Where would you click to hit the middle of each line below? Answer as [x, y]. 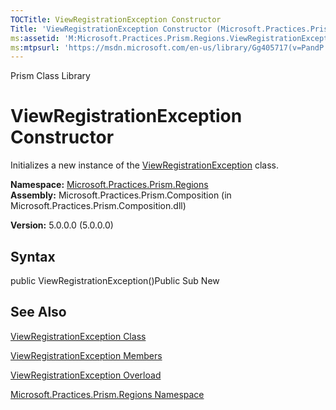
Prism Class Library [50, 76]
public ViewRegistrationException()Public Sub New [115, 280]
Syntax [33, 256]
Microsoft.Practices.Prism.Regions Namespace [107, 394]
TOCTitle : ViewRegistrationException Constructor [116, 19]
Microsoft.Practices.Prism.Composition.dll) [98, 206]
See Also [38, 312]
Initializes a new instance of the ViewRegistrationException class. [145, 165]
